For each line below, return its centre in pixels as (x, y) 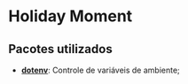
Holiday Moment (70, 16)
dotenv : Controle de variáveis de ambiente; (101, 70)
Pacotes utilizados (60, 49)
